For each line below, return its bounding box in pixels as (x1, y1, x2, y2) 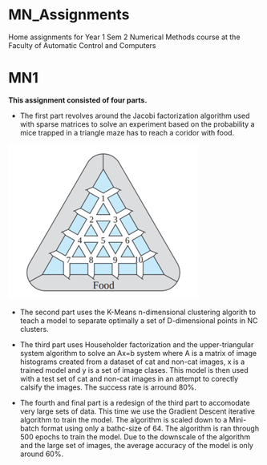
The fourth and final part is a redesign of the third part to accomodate (19, 398, 250, 407)
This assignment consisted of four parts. (8, 95, 148, 105)
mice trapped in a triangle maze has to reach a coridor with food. (19, 127, 235, 137)
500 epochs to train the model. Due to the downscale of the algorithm (19, 431, 251, 442)
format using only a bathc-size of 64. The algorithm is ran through (41, 423, 259, 433)
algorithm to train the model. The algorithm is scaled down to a (19, 414, 228, 424)
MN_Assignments (8, 6, 130, 24)
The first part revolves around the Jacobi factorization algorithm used (19, 111, 250, 120)
